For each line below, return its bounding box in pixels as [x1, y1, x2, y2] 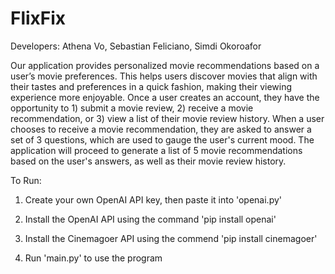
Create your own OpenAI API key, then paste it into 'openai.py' [24, 193, 283, 206]
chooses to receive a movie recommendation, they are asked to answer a [10, 123, 312, 135]
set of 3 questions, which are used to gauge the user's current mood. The [10, 133, 315, 146]
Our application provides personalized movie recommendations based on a [10, 59, 320, 71]
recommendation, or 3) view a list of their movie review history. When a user [10, 112, 325, 124]
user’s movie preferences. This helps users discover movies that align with [10, 70, 318, 82]
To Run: [10, 174, 42, 186]
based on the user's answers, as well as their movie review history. [10, 155, 287, 167]
